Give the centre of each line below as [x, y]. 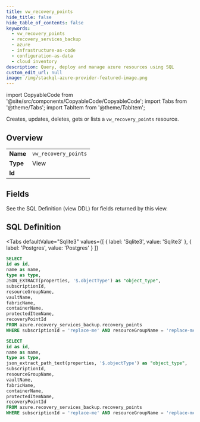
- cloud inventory [35, 61]
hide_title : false [29, 17]
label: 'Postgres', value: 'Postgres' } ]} [52, 248]
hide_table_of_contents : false [45, 23]
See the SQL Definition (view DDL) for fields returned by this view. [87, 208]
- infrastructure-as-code [44, 51]
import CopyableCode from [40, 95]
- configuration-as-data [42, 56]
